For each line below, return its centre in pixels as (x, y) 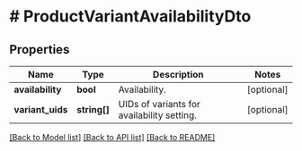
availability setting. (158, 115)
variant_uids (41, 109)
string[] (93, 109)
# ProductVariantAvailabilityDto (130, 17)
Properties (40, 50)
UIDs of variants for (159, 104)
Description (178, 75)
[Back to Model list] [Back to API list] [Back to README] (112, 137)
